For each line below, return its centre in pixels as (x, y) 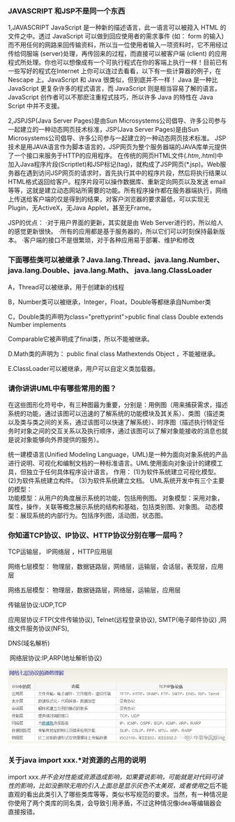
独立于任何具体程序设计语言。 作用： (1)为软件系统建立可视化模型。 (123, 471)
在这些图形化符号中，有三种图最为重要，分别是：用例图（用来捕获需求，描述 (118, 404)
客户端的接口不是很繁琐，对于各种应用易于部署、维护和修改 (109, 240)
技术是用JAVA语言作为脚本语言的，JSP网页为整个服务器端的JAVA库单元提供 (117, 147)
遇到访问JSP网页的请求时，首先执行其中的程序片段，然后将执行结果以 (127, 173)
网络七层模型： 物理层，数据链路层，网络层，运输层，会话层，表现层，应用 (116, 567)
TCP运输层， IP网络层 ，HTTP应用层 (60, 551)
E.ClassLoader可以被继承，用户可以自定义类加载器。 (84, 368)
